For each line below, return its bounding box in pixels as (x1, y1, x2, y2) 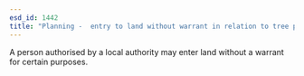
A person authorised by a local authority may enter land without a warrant (9, 46, 285, 57)
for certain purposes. (9, 56, 89, 67)
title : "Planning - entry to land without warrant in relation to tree (9, 22, 290, 31)
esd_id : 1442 (9, 13, 59, 23)
